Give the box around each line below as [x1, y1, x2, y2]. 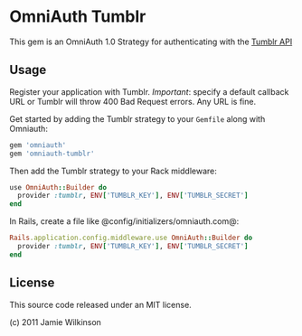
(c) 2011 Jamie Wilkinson [9, 316, 102, 327]
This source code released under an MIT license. [9, 299, 192, 310]
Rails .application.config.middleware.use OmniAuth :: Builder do [9, 233, 253, 243]
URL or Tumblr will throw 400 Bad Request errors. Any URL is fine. [9, 96, 256, 107]
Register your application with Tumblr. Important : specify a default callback [9, 86, 289, 97]
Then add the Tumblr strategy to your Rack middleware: [9, 165, 217, 176]
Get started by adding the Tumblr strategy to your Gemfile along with [9, 113, 266, 124]
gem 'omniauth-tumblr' [9, 149, 95, 158]
